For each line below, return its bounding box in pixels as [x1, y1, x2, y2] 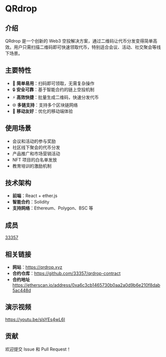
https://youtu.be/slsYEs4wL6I [5, 316, 65, 322]
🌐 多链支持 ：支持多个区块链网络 [12, 102, 78, 108]
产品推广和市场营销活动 [12, 151, 60, 156]
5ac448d [12, 288, 31, 294]
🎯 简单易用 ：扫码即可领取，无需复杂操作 [12, 80, 95, 86]
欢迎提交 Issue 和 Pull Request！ [5, 346, 71, 352]
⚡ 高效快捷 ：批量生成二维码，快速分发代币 [12, 94, 99, 100]
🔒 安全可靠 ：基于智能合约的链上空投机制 [12, 86, 95, 92]
